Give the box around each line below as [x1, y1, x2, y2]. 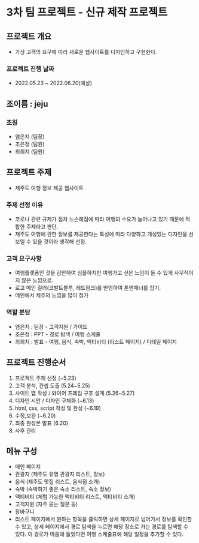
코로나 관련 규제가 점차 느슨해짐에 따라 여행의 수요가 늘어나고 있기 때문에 [14, 215, 184, 223]
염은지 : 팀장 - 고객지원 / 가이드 [14, 323, 88, 330]
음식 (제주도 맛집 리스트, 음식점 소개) [14, 478, 100, 485]
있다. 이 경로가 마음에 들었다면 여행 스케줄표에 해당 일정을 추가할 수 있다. [14, 530, 184, 538]
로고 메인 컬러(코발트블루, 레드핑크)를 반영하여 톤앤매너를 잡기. [14, 284, 161, 292]
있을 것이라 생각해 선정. [32, 238, 87, 245]
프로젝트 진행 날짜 [6, 64, 55, 73]
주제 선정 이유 [6, 200, 44, 209]
